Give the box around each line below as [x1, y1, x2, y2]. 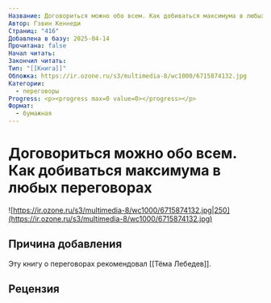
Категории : [8, 79, 45, 87]
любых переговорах [8, 179, 152, 197]
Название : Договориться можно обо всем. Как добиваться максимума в [8, 11, 244, 20]
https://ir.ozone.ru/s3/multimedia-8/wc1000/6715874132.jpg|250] [13, 205, 230, 215]
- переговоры [15, 86, 60, 95]
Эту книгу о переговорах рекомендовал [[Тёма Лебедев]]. [8, 259, 212, 268]
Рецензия [8, 282, 60, 296]
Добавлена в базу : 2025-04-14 [8, 34, 110, 43]
